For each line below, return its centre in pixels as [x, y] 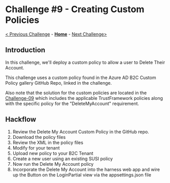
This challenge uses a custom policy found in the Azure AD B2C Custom [81, 78]
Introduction [25, 50]
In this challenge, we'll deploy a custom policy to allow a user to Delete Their [85, 62]
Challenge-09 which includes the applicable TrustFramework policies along [84, 98]
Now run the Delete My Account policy [53, 164]
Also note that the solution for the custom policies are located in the [76, 93]
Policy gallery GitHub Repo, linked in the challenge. [59, 83]
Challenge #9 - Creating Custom [75, 9]
